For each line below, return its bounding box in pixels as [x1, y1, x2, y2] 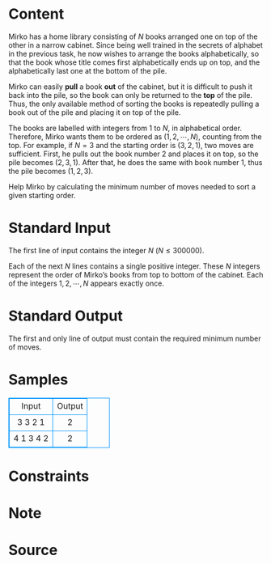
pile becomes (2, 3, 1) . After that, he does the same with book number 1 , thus [8, 157, 263, 167]
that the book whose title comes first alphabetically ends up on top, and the [8, 57, 260, 67]
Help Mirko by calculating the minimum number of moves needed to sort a [8, 181, 256, 191]
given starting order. [8, 190, 76, 200]
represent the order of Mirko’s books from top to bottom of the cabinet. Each [8, 269, 264, 279]
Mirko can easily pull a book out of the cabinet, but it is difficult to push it [8, 82, 253, 91]
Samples [8, 371, 69, 388]
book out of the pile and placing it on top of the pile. [8, 107, 181, 117]
